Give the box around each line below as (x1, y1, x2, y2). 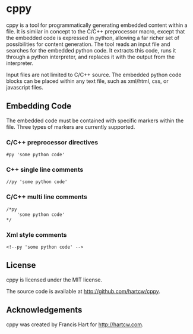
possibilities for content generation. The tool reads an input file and (6, 41, 170, 48)
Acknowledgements (6, 305, 83, 315)
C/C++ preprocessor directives (6, 138, 99, 146)
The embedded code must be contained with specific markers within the (6, 117, 184, 124)
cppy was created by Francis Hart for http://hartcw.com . (6, 321, 144, 328)
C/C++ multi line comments (6, 193, 87, 201)
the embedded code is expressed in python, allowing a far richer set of (6, 34, 180, 41)
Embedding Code (6, 101, 72, 112)
